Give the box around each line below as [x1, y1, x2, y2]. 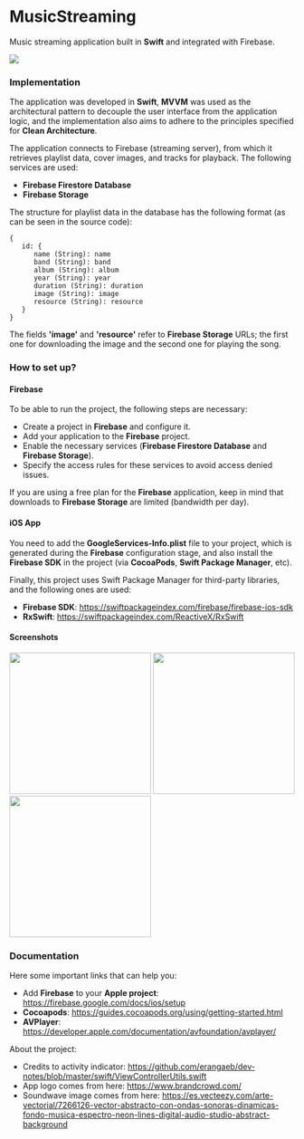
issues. [22, 469, 50, 481]
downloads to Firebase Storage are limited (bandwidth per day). [9, 496, 250, 508]
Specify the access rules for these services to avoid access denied [22, 460, 273, 471]
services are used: [9, 162, 79, 173]
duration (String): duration [33, 282, 144, 291]
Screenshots [9, 632, 59, 643]
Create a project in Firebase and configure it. [22, 421, 192, 432]
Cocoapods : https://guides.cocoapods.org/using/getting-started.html [22, 1007, 283, 1018]
